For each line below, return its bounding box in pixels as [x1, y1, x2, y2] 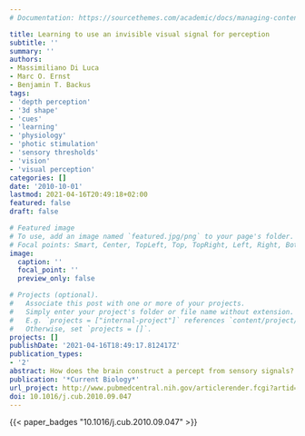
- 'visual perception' [9, 164, 95, 173]
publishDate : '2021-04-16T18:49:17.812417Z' [9, 342, 181, 351]
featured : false [9, 199, 71, 208]
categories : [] [9, 173, 67, 183]
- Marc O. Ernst [9, 72, 71, 82]
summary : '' [9, 46, 54, 55]
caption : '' [17, 257, 64, 266]
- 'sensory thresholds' [9, 148, 100, 157]
